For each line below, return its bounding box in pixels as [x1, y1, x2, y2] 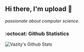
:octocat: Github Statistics [5, 30, 69, 37]
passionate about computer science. [5, 18, 80, 24]
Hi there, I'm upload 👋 [5, 5, 72, 13]
